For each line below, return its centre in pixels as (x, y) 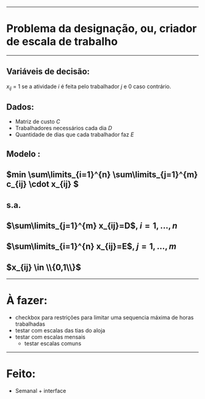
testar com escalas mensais (50, 337)
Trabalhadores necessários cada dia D (63, 128)
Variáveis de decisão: (48, 72)
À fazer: (27, 301)
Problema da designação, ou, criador (102, 29)
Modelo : (23, 154)
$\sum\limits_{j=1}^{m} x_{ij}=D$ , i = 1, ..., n (92, 226)
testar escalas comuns (53, 343)
